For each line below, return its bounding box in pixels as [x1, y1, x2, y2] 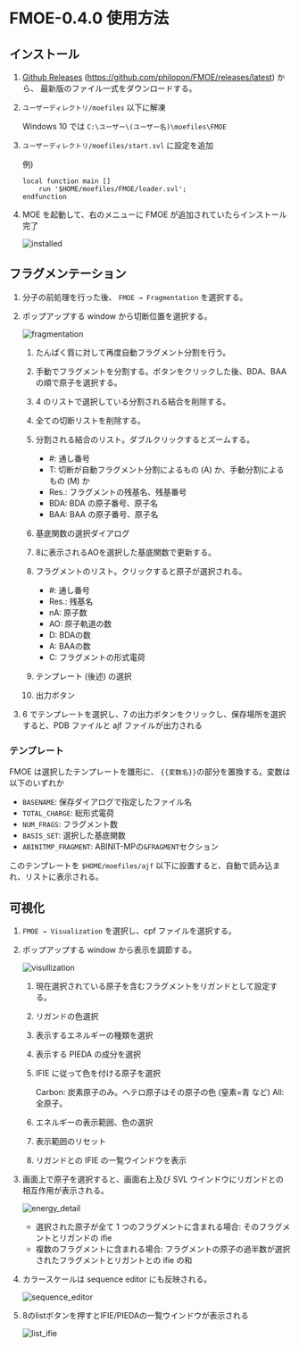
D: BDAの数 [48, 629, 91, 640]
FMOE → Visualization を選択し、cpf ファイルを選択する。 [21, 925, 237, 936]
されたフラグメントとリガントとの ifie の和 [35, 1254, 193, 1265]
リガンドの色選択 [35, 1010, 99, 1021]
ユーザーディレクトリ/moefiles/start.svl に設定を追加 [21, 140, 214, 150]
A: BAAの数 [48, 640, 91, 651]
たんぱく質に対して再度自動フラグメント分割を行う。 [35, 347, 231, 357]
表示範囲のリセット [35, 1135, 107, 1146]
